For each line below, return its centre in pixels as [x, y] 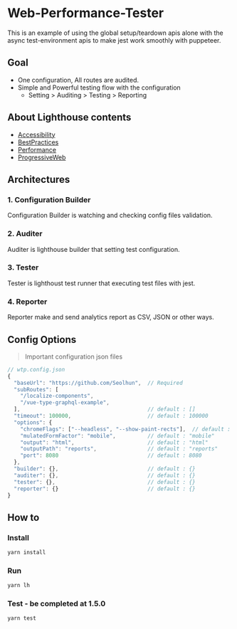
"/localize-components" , [57, 396]
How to [23, 517]
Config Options [42, 339]
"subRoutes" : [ [36, 389]
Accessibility [36, 134]
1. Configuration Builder [49, 199]
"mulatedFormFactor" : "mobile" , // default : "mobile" [117, 435]
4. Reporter [27, 302]
